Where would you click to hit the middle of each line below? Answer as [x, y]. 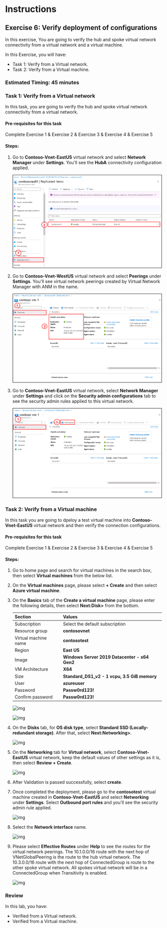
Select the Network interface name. [49, 827]
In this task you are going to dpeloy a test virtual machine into [68, 520]
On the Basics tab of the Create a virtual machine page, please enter [83, 601]
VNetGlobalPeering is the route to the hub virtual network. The [76, 857]
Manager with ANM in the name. [45, 287]
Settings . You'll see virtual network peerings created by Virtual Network [86, 282]
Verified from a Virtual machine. [45, 922]
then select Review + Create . [42, 763]
